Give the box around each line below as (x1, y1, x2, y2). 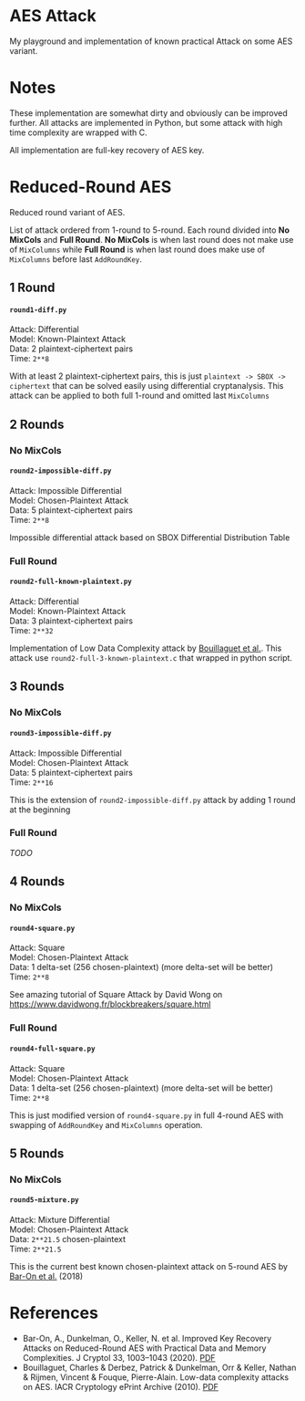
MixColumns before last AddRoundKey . (9, 253, 143, 265)
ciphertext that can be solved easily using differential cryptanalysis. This (9, 381, 284, 392)
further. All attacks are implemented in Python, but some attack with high (9, 117, 283, 128)
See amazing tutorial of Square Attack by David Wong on (9, 989, 223, 1000)
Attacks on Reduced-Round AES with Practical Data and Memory (22, 1343, 267, 1354)
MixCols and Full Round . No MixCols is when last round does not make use (9, 234, 294, 245)
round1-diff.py (9, 305, 67, 315)
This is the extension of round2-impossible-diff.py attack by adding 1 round (9, 794, 296, 805)
